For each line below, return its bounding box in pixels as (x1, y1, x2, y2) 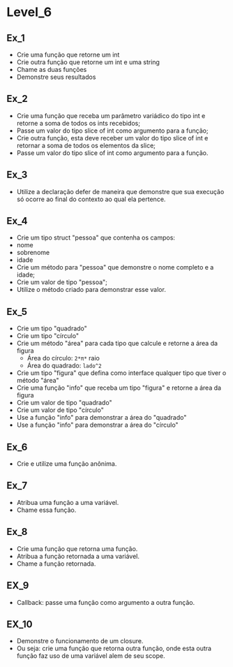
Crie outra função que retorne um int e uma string (16, 58, 160, 66)
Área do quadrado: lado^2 (27, 361, 102, 370)
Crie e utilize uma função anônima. (16, 460, 117, 468)
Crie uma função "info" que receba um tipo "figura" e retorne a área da (16, 383, 221, 392)
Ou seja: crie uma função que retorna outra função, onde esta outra (16, 644, 212, 653)
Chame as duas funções (16, 66, 87, 73)
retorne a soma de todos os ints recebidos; (16, 119, 141, 127)
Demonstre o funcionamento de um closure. (16, 637, 144, 645)
